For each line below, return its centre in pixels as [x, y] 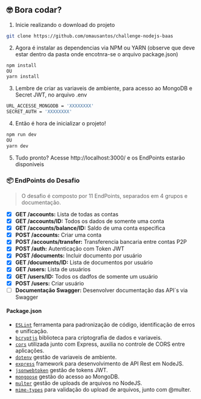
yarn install [23, 77]
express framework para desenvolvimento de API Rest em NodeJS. [100, 364]
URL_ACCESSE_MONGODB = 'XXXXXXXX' [50, 106]
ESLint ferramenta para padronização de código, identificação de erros [105, 324]
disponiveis [30, 164]
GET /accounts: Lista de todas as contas [67, 214]
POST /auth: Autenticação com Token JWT [70, 249]
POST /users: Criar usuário [49, 283]
